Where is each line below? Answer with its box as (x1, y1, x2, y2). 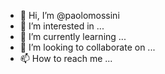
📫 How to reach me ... (19, 53, 113, 64)
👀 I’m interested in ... (19, 20, 105, 32)
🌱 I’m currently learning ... (19, 31, 127, 42)
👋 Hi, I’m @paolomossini (19, 10, 120, 21)
